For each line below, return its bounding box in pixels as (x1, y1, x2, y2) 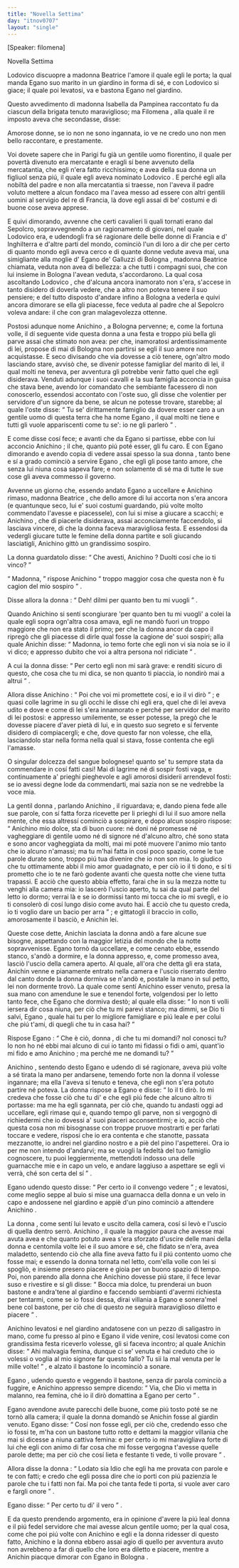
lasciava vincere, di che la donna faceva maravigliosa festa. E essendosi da (7, 524, 228, 532)
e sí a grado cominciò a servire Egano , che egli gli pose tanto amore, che (7, 457, 223, 466)
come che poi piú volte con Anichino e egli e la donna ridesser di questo (7, 1530, 219, 1539)
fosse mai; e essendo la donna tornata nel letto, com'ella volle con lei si (7, 1258, 216, 1266)
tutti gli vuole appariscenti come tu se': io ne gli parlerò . (7, 420, 176, 429)
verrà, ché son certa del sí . (7, 1169, 92, 1178)
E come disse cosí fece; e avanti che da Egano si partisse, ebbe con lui (7, 435, 216, 443)
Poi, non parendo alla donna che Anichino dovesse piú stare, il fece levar (7, 1273, 221, 1281)
